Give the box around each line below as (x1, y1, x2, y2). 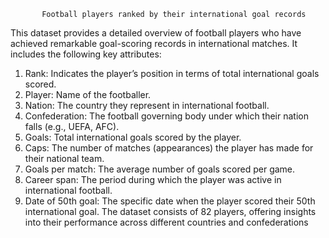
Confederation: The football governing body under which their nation (24, 110, 309, 122)
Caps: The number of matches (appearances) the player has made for (24, 142, 314, 154)
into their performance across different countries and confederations (24, 216, 309, 228)
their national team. (24, 153, 105, 164)
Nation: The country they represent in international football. (24, 100, 270, 111)
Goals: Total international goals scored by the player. (24, 131, 242, 143)
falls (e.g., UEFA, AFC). (24, 121, 120, 132)
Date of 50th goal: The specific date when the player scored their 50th (24, 195, 316, 207)
